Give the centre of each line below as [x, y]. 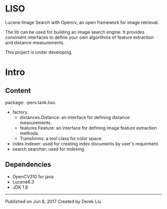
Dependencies [28, 165]
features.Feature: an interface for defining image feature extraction [88, 128]
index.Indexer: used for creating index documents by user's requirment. [86, 143]
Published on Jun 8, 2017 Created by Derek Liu [53, 201]
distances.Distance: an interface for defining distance [75, 117]
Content [18, 91]
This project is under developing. [39, 52]
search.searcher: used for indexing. [49, 149]
